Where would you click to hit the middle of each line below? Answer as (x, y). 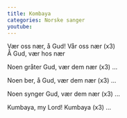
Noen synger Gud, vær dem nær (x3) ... (63, 94)
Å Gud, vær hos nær (36, 53)
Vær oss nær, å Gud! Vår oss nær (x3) (61, 47)
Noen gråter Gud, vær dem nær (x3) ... (62, 67)
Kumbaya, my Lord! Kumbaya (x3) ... (59, 108)
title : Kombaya (29, 14)
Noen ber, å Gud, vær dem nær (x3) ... (62, 81)
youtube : (20, 26)
